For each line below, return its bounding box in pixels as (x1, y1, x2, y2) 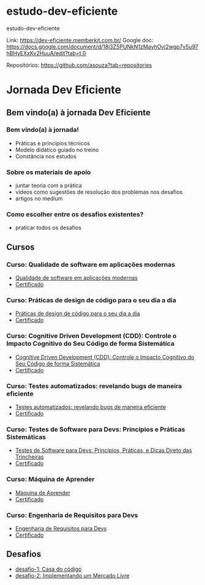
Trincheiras (15, 453, 44, 461)
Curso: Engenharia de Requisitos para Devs (6, 511, 138, 519)
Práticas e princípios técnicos (15, 139, 91, 147)
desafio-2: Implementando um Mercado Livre (15, 572, 130, 579)
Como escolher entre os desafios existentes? (6, 210, 144, 219)
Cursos (6, 242, 35, 252)
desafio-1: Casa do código (15, 565, 82, 573)
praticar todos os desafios (15, 224, 81, 231)
